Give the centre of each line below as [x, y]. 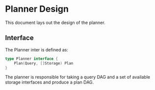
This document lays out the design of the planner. [55, 22]
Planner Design [37, 9]
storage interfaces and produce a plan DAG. [50, 82]
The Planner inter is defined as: [37, 49]
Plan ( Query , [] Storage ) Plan [44, 63]
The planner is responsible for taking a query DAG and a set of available [78, 77]
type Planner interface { [31, 59]
